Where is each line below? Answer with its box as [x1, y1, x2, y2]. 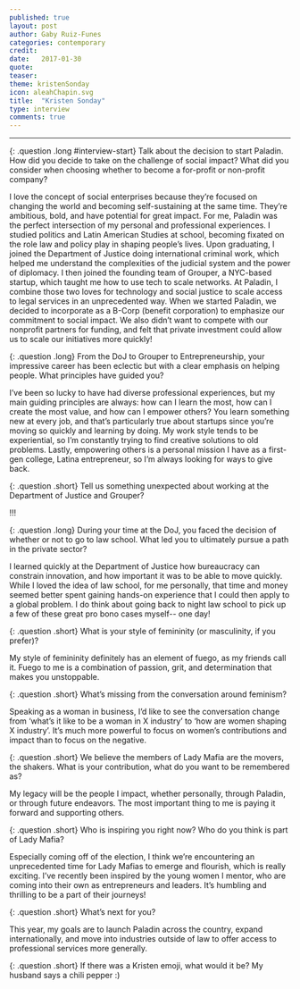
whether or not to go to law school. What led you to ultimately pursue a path [9, 534, 289, 545]
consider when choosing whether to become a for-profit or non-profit [9, 164, 265, 175]
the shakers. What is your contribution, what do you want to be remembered [9, 761, 290, 773]
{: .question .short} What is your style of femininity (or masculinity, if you [9, 626, 277, 637]
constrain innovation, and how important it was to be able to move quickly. [9, 571, 283, 582]
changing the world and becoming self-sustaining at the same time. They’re [9, 201, 287, 212]
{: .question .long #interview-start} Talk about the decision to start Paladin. [9, 146, 284, 156]
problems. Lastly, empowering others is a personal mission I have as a [9, 444, 267, 456]
